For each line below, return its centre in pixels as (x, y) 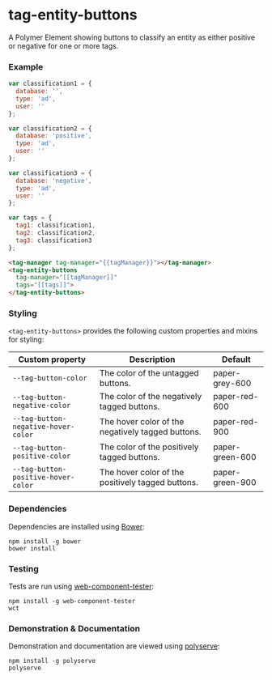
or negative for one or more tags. (64, 45)
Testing (23, 568)
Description (152, 359)
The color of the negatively (151, 397)
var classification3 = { (50, 173)
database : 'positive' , (54, 136)
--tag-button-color (50, 378)
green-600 (235, 457)
